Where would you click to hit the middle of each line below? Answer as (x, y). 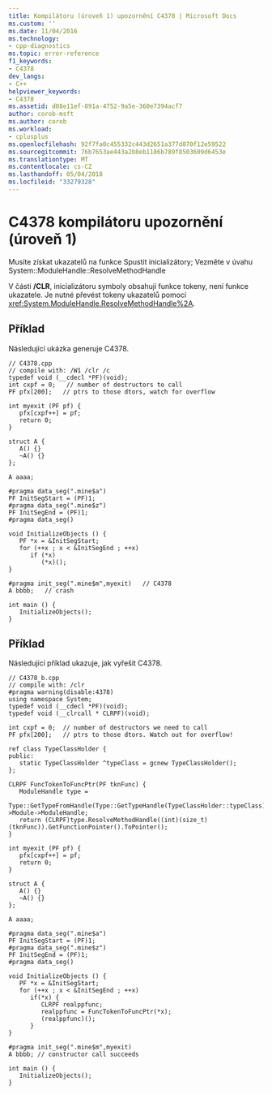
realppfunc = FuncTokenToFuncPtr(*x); (106, 1012)
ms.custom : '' (32, 24)
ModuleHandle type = (54, 792)
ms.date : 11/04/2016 (43, 31)
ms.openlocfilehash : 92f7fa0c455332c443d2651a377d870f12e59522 (117, 144)
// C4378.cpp (30, 363)
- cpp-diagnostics (39, 46)
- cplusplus (28, 136)
